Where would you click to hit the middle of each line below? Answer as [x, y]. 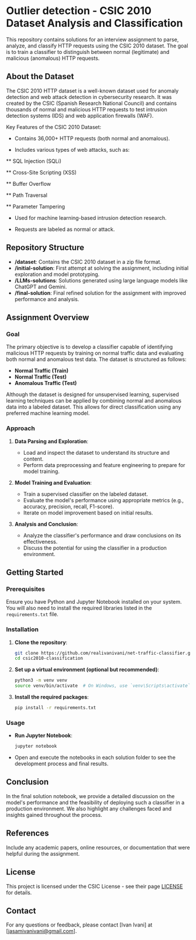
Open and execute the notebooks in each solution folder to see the [95, 758]
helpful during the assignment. [43, 853]
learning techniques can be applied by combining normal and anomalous [94, 401]
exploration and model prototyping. [57, 274]
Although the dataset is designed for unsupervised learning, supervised [93, 394]
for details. [19, 893]
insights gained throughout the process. [54, 815]
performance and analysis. [47, 299]
